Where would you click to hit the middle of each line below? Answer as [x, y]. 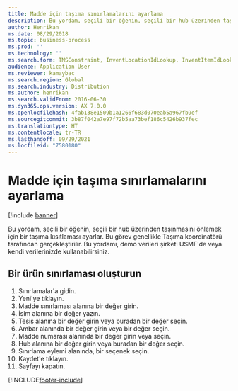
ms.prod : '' [25, 47]
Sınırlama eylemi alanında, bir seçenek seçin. [84, 351]
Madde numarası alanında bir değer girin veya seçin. [95, 336]
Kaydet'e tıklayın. [43, 358]
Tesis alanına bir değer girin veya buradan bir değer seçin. [103, 321]
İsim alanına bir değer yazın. [59, 313]
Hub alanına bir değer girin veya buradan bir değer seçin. [101, 344]
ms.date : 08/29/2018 [38, 34]
